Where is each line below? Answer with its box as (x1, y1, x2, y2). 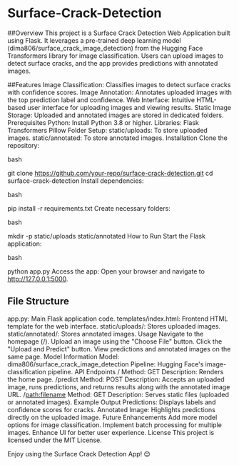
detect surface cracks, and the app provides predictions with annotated (7, 59, 218, 67)
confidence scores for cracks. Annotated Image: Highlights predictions (7, 405, 215, 414)
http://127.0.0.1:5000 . (7, 274, 68, 283)
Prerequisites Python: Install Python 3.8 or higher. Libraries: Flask (7, 118, 200, 126)
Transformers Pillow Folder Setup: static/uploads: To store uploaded (7, 126, 208, 134)
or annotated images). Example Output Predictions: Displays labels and (7, 398, 216, 406)
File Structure (7, 295, 69, 308)
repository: (7, 141, 40, 149)
